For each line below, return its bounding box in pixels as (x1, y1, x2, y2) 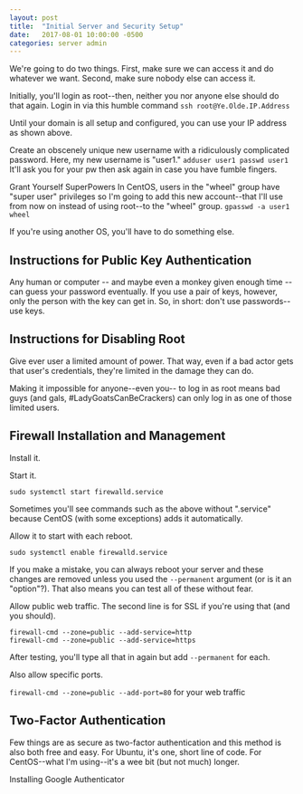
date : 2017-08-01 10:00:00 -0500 (9, 30, 144, 39)
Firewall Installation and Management (9, 428, 226, 444)
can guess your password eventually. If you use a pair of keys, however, (9, 286, 279, 297)
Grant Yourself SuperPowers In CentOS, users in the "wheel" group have (9, 182, 280, 193)
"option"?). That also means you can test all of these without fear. (9, 583, 254, 594)
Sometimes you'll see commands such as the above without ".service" (9, 503, 271, 514)
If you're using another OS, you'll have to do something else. (9, 226, 235, 237)
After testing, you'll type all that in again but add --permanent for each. (9, 651, 270, 662)
